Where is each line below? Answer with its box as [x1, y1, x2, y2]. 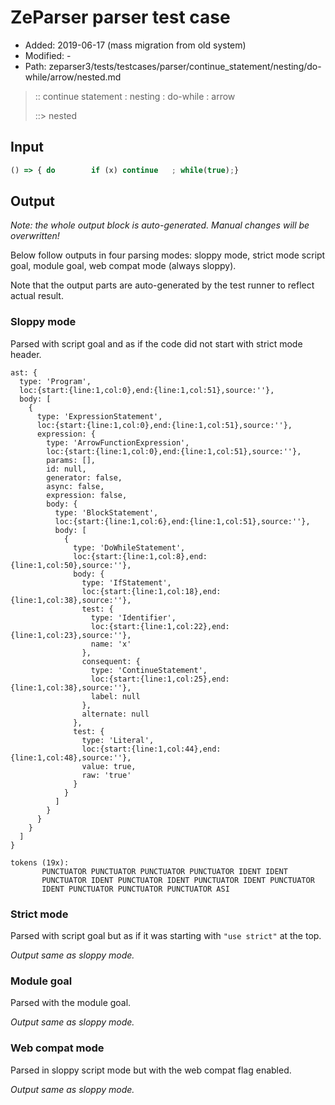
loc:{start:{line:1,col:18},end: [81, 586, 222, 596]
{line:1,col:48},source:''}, [10, 752, 132, 763]
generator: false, [46, 472, 123, 483]
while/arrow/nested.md [24, 71, 122, 83]
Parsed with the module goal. [10, 997, 132, 1009]
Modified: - [24, 49, 72, 61]
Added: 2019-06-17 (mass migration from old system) [24, 39, 247, 51]
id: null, [46, 464, 87, 474]
